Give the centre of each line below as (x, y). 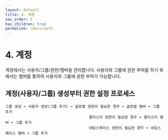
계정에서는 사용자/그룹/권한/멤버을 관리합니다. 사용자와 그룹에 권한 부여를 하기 (82, 70)
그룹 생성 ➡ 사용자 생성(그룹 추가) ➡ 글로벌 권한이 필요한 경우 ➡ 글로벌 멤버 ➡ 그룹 (82, 106)
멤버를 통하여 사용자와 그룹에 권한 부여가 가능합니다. (70, 77)
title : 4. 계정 (20, 15)
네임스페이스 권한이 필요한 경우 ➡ (119, 128)
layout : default (22, 10)
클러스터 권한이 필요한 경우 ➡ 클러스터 (123, 117)
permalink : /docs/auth (29, 29)
